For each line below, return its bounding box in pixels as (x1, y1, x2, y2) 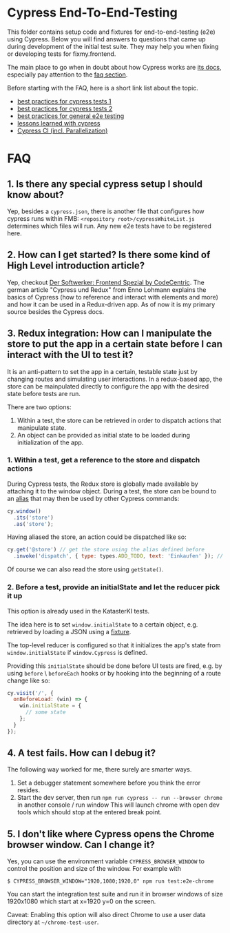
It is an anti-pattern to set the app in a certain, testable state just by (7, 367, 198, 375)
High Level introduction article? (7, 260, 145, 272)
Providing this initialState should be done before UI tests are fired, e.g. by (7, 661, 222, 670)
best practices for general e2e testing (17, 112, 125, 120)
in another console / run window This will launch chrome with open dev (17, 801, 220, 809)
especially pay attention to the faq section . (7, 70, 128, 79)
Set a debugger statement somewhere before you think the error (17, 778, 201, 787)
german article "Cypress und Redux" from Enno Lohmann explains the (7, 285, 207, 294)
